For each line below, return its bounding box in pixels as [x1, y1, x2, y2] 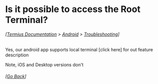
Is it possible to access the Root [5, 4, 141, 15]
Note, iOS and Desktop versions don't [5, 62, 84, 68]
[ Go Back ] [5, 73, 27, 79]
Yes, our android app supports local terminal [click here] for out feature [5, 47, 153, 53]
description [5, 52, 29, 58]
